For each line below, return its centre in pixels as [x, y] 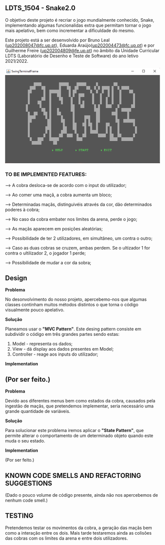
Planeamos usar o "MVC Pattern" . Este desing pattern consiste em [73, 329]
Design [16, 278]
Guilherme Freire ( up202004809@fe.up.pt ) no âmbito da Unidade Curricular [82, 50]
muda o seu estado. [25, 441]
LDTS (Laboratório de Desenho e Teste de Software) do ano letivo [72, 56]
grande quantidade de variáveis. [38, 411]
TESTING [19, 516]
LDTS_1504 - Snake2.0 [41, 8]
